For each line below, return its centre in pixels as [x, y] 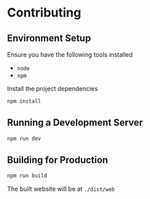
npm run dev [24, 138]
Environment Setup [49, 38]
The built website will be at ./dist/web [61, 189]
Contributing [44, 13]
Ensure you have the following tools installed [70, 54]
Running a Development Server [75, 123]
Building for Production [58, 160]
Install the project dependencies [52, 88]
